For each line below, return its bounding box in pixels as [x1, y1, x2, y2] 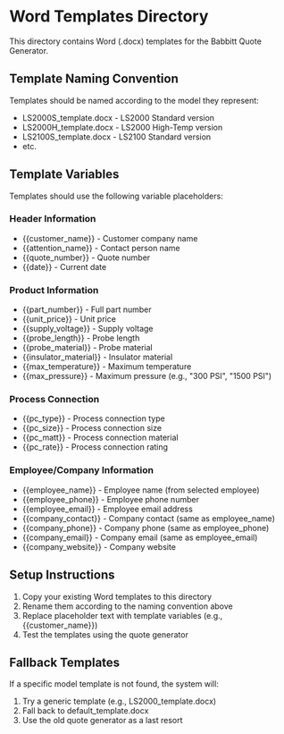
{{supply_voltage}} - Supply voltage [21, 324, 154, 334]
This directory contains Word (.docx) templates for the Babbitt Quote [9, 36, 262, 46]
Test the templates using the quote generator [21, 629, 189, 640]
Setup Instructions [9, 568, 115, 583]
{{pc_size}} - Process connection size [21, 423, 163, 434]
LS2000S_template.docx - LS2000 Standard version [21, 112, 215, 122]
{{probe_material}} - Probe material [21, 342, 154, 353]
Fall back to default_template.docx [21, 705, 149, 716]
